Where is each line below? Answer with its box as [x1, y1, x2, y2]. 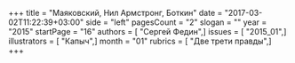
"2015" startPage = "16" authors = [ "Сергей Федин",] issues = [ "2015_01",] [8, 27, 287, 36]
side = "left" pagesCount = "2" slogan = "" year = [85, 17, 267, 28]
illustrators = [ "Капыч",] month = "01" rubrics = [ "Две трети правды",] [8, 35, 272, 46]
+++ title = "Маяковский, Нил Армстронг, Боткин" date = [8, 8, 223, 18]
